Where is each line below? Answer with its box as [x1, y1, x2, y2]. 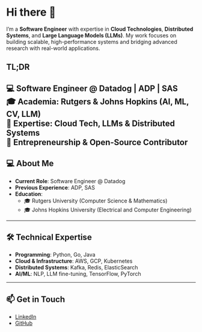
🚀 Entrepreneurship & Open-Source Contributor [6, 137, 188, 147]
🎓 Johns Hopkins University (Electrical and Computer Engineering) [23, 206, 192, 213]
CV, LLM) [6, 108, 41, 119]
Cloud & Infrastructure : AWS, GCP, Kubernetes [14, 257, 133, 265]
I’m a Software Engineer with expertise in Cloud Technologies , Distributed [6, 25, 194, 33]
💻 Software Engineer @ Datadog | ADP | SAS [6, 83, 179, 93]
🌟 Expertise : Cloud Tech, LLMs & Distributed [6, 118, 176, 128]
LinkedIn [14, 313, 37, 321]
